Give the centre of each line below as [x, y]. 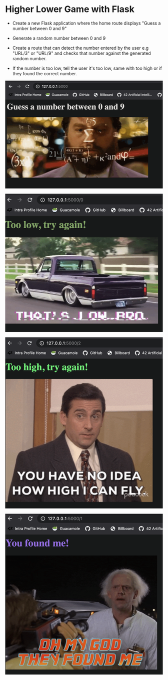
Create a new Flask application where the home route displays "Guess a [86, 23]
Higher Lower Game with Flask [70, 9]
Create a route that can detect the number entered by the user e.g [80, 48]
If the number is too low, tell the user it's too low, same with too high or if [87, 68]
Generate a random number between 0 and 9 [59, 38]
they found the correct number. [45, 73]
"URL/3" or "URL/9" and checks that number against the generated [81, 53]
